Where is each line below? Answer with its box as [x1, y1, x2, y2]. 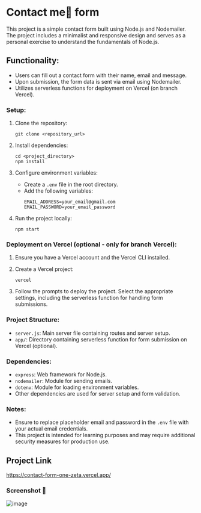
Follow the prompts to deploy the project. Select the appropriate [14, 288, 173, 295]
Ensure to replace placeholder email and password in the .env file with [14, 418, 189, 426]
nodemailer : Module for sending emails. [14, 377, 113, 384]
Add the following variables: [23, 187, 93, 194]
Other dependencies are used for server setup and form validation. [14, 390, 181, 397]
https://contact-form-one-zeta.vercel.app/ [6, 471, 111, 479]
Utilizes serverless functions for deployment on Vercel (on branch [14, 84, 178, 92]
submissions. [14, 300, 48, 308]
